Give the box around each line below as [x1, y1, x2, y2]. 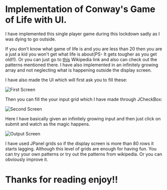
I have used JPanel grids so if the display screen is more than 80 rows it [5, 140, 154, 146]
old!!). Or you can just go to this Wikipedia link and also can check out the [5, 56, 157, 62]
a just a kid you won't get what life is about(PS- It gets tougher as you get [5, 51, 157, 57]
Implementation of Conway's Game [5, 4, 155, 15]
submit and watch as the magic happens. [5, 121, 90, 127]
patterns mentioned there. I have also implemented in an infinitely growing [5, 62, 158, 68]
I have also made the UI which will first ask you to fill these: [5, 77, 127, 83]
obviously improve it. [5, 156, 49, 162]
